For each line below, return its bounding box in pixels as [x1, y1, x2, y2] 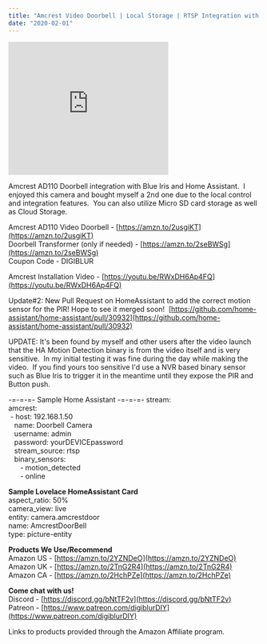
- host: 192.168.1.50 [10, 411, 74, 421]
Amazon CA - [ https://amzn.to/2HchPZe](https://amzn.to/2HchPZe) [8, 570, 232, 580]
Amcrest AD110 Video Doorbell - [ [8, 222, 119, 232]
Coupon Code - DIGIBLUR [8, 256, 94, 266]
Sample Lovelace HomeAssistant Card [8, 486, 138, 496]
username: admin [14, 429, 72, 438]
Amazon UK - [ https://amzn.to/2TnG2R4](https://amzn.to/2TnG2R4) [8, 562, 233, 571]
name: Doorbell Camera [14, 420, 93, 430]
